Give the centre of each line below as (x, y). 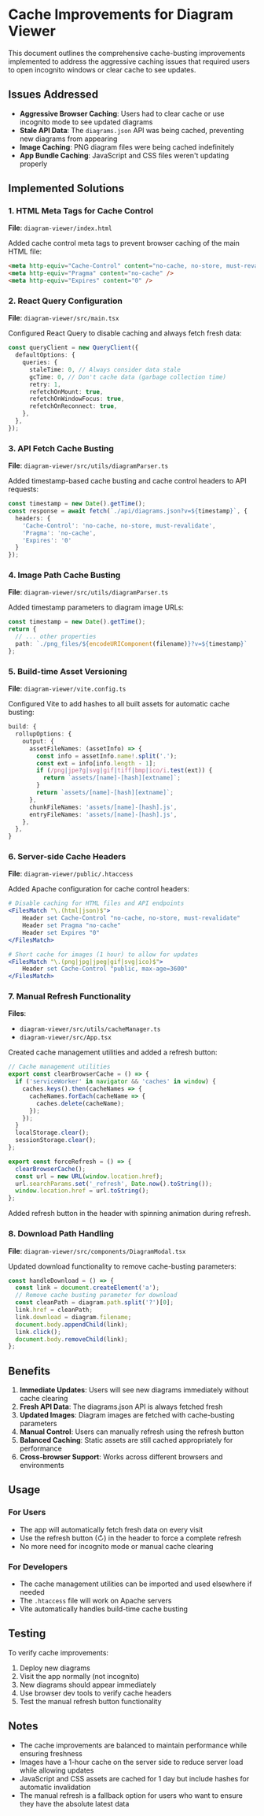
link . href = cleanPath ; (54, 1310)
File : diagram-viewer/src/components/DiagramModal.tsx (97, 1251)
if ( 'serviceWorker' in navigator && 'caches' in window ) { (115, 1082)
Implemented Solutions (66, 189)
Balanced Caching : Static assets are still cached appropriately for (126, 1440)
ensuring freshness (51, 1753)
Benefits (29, 1371)
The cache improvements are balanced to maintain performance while (133, 1745)
